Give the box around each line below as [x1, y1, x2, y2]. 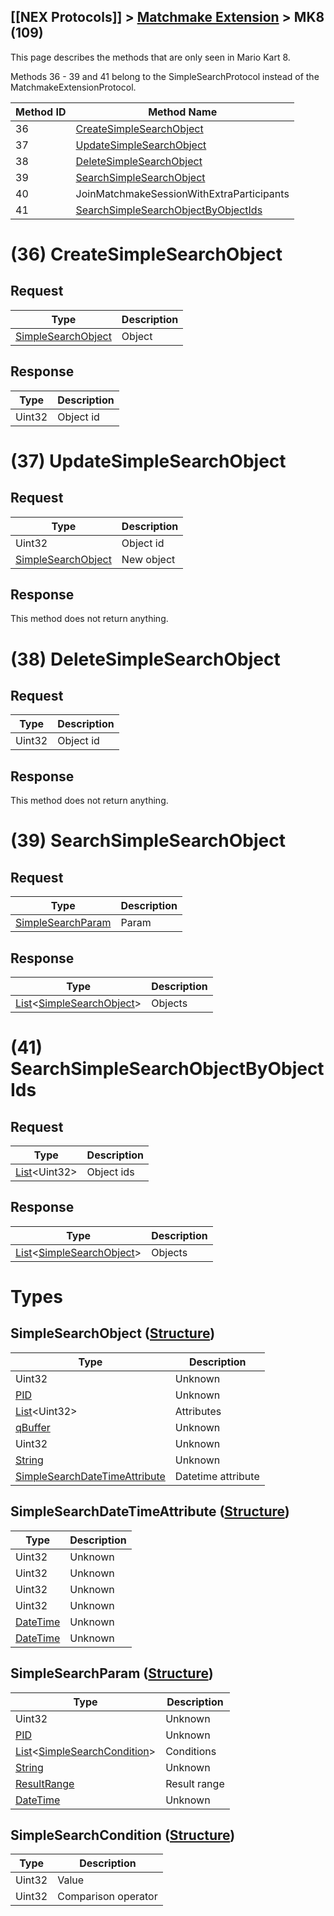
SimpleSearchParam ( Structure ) [10, 1665, 214, 1682]
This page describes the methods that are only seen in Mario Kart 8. [10, 51, 291, 63]
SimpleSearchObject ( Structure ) [10, 1325, 216, 1342]
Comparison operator [57, 1890, 158, 1904]
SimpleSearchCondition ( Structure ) [10, 1826, 236, 1844]
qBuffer [15, 1420, 51, 1434]
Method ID [15, 105, 67, 119]
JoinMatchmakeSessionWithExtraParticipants [75, 186, 290, 200]
